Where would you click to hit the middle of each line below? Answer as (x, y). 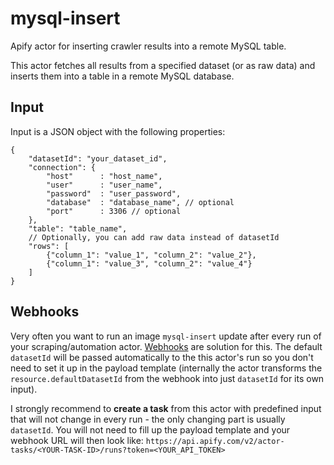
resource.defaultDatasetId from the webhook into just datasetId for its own (167, 378)
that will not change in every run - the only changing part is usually (148, 419)
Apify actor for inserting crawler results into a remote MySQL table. (148, 46)
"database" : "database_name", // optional (140, 202)
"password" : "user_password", (114, 193)
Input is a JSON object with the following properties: (118, 131)
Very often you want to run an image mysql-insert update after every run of (166, 336)
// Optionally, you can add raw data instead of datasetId (154, 237)
